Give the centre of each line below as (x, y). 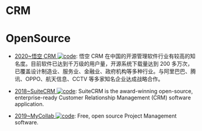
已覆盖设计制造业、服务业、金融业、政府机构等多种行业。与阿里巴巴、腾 (105, 71)
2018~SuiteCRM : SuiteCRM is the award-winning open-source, (103, 91)
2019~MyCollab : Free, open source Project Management (96, 116)
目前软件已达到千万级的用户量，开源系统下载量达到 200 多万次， (112, 64)
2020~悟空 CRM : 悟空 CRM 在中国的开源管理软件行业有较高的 (102, 56)
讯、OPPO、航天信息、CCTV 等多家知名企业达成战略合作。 (89, 79)
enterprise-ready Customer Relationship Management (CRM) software (103, 97)
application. (29, 104)
